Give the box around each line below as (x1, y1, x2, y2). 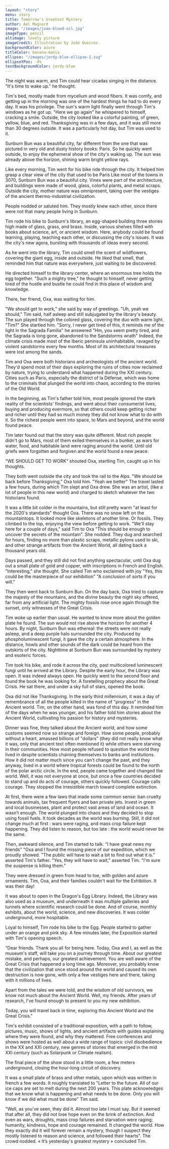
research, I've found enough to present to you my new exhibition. (5, 998, 141, 1004)
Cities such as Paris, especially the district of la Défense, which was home (5, 375, 160, 381)
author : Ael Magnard (5, 21, 49, 27)
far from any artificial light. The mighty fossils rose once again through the (5, 599, 159, 605)
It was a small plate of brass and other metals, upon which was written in (5, 1075, 157, 1081)
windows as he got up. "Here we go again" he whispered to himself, (5, 109, 146, 115)
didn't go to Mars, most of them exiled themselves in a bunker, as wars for (5, 437, 159, 443)
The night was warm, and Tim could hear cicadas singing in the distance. (5, 78, 157, 84)
